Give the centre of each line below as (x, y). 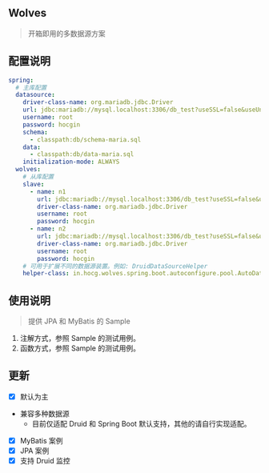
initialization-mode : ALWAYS (71, 162)
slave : (34, 184)
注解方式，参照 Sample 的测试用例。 (80, 339)
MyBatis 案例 (41, 440)
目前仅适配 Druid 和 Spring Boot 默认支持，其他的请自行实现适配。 (141, 423)
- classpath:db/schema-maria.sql (85, 139)
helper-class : (46, 274)
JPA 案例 (34, 451)
